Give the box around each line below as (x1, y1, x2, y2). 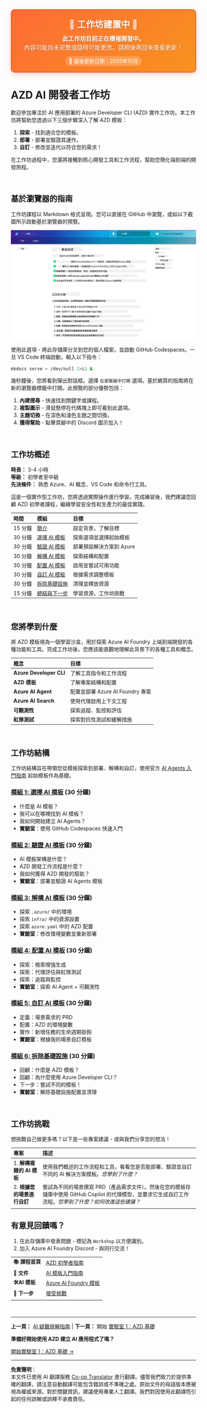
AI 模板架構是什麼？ (19, 855, 68, 862)
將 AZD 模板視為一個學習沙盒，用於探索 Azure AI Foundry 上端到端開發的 (11, 638, 188, 645)
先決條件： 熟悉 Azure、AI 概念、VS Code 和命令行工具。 (11, 481, 150, 488)
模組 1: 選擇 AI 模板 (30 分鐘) (11, 788, 91, 796)
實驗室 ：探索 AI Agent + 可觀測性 (19, 983, 100, 990)
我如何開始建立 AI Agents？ (19, 817, 86, 824)
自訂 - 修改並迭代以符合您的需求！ (19, 143, 103, 151)
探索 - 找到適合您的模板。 (19, 128, 82, 136)
